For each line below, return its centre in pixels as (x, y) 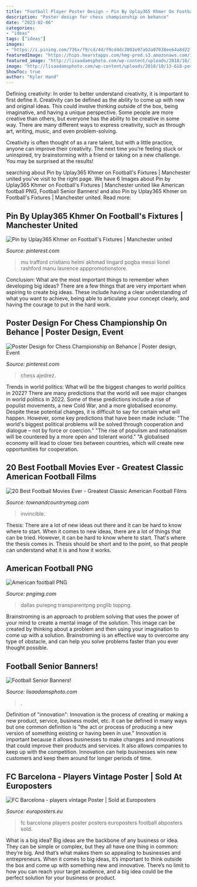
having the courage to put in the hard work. (58, 304)
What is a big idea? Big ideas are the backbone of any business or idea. (92, 840)
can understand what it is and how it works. (59, 550)
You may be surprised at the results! (50, 161)
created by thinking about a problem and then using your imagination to (92, 629)
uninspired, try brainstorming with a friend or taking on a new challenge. (93, 155)
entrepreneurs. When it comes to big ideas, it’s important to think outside (94, 859)
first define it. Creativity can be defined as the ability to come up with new (95, 100)
